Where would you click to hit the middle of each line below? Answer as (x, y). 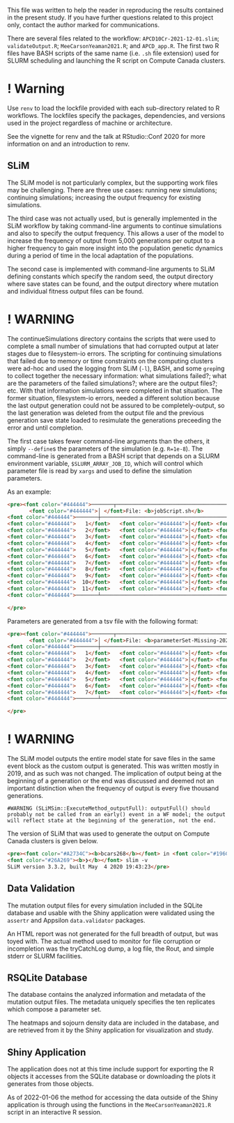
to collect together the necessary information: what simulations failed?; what (117, 375)
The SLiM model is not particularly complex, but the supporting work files (112, 182)
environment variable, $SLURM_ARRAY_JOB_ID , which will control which (105, 463)
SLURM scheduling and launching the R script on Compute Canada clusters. (117, 61)
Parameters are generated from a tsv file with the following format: (103, 621)
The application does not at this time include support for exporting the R (110, 1069)
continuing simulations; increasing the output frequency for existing (104, 197)
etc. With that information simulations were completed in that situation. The (115, 391)
